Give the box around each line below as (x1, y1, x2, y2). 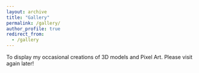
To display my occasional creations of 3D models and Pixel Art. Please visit (6, 54, 193, 60)
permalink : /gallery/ (6, 20, 61, 26)
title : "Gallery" (6, 14, 50, 21)
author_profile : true (6, 25, 61, 32)
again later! (6, 60, 34, 67)
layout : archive (6, 8, 47, 15)
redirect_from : (6, 31, 45, 37)
